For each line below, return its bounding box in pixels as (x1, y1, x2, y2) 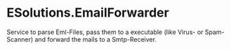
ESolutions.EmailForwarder (6, 5, 169, 21)
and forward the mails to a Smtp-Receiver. (34, 35, 157, 43)
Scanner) (6, 35, 34, 43)
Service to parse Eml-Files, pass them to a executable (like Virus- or (6, 28, 204, 36)
